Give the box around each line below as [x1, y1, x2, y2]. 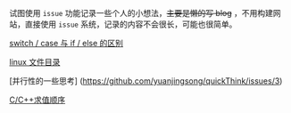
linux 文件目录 [9, 57, 61, 67]
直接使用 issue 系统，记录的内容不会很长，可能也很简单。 [24, 19, 237, 29]
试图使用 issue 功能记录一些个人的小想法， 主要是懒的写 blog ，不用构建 [9, 8, 274, 18]
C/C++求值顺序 [9, 94, 66, 105]
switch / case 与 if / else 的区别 [9, 38, 123, 48]
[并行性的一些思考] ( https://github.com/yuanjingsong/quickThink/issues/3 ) [9, 76, 283, 86]
